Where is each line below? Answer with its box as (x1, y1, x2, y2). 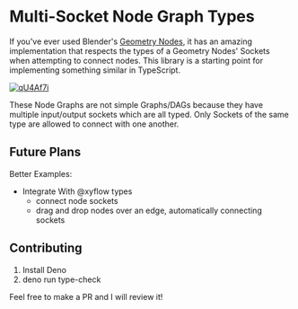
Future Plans (9, 145, 82, 160)
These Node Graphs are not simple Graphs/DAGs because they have (9, 99, 263, 110)
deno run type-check (22, 274, 101, 285)
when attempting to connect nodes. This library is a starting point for (9, 55, 263, 66)
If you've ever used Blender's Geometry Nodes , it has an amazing (9, 36, 253, 47)
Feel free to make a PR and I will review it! (9, 291, 163, 302)
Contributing (9, 241, 83, 256)
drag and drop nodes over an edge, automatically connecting (35, 205, 262, 216)
